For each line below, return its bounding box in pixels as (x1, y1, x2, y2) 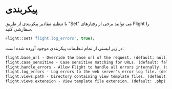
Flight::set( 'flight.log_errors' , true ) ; (5, 36, 95, 41)
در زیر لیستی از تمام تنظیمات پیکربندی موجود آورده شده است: (5, 45, 124, 51)
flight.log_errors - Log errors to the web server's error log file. (5, 69, 157, 75)
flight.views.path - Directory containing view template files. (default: (5, 74, 168, 79)
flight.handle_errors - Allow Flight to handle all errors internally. (5, 64, 161, 70)
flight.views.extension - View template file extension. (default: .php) (5, 79, 166, 84)
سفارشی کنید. (5, 26, 32, 32)
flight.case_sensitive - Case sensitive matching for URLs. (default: (5, 60, 159, 65)
